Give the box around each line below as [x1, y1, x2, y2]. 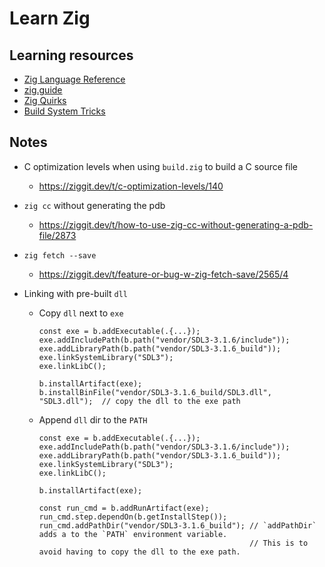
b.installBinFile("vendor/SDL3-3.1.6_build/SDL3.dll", [38, 387, 272, 397]
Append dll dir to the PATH [38, 413, 148, 426]
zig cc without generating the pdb [23, 199, 166, 211]
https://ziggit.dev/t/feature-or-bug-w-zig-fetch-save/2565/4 [38, 268, 289, 280]
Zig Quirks [23, 95, 67, 106]
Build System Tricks [23, 105, 106, 117]
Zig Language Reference [23, 73, 126, 85]
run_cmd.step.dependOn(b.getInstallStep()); [38, 512, 228, 522]
